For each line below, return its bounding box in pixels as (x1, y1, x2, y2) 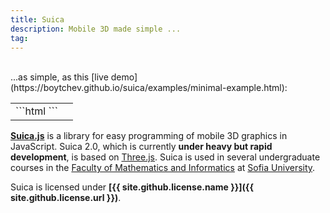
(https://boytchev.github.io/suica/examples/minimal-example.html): (10, 82, 288, 94)
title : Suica (10, 14, 65, 25)
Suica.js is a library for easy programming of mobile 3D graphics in (10, 130, 288, 142)
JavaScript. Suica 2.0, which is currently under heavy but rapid (10, 141, 273, 153)
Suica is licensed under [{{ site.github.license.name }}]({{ (10, 181, 254, 193)
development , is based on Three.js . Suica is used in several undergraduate (10, 151, 321, 163)
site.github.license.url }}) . (10, 192, 122, 204)
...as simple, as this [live (10, 71, 109, 83)
